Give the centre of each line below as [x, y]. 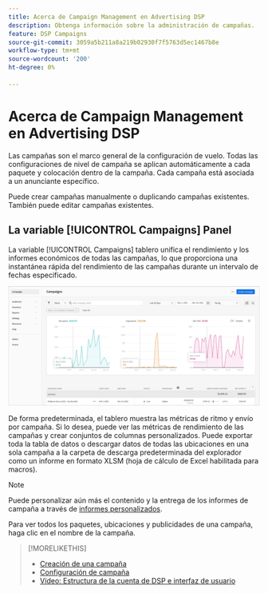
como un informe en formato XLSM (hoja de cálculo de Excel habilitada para [134, 460]
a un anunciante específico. [54, 181]
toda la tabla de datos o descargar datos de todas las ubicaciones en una [129, 444]
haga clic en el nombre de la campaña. [72, 532]
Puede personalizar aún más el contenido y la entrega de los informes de [128, 500]
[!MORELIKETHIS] [57, 548]
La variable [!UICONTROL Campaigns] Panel [120, 231]
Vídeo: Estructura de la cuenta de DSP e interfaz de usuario [138, 580]
